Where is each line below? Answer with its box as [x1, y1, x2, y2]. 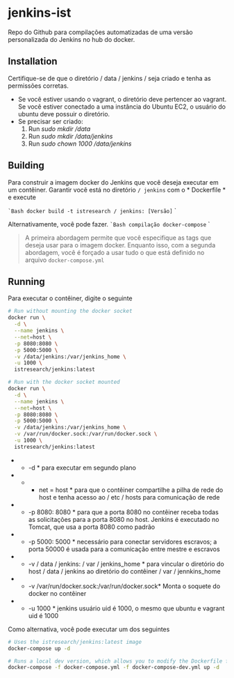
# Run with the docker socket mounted [8, 378, 120, 386]
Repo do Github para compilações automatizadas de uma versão [8, 28, 193, 36]
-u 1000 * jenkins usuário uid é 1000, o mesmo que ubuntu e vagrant [28, 604, 225, 612]
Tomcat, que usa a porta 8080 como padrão [28, 523, 156, 531]
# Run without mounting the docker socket [8, 308, 133, 315]
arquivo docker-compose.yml [24, 256, 105, 264]
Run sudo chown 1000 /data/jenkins [28, 139, 132, 148]
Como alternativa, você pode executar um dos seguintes [8, 625, 170, 633]
